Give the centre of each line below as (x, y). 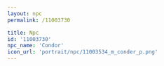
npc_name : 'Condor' (36, 46)
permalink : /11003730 (39, 20)
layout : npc (25, 14)
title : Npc (23, 33)
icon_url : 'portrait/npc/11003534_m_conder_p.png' (83, 52)
